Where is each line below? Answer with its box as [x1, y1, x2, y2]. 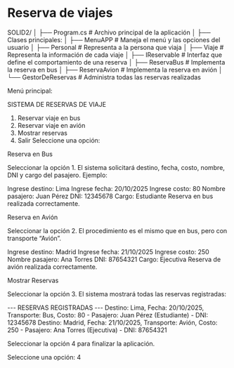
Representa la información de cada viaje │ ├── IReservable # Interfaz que [7, 51, 223, 59]
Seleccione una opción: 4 [7, 353, 82, 361]
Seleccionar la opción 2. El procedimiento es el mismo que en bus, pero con [7, 226, 228, 235]
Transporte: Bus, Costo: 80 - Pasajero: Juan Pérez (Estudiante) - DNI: [7, 310, 209, 319]
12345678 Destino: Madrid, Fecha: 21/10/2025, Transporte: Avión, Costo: [7, 318, 218, 327]
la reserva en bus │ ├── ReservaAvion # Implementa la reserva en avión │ [7, 65, 223, 74]
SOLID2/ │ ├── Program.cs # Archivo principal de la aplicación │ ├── [7, 28, 211, 37]
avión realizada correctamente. [7, 262, 98, 271]
